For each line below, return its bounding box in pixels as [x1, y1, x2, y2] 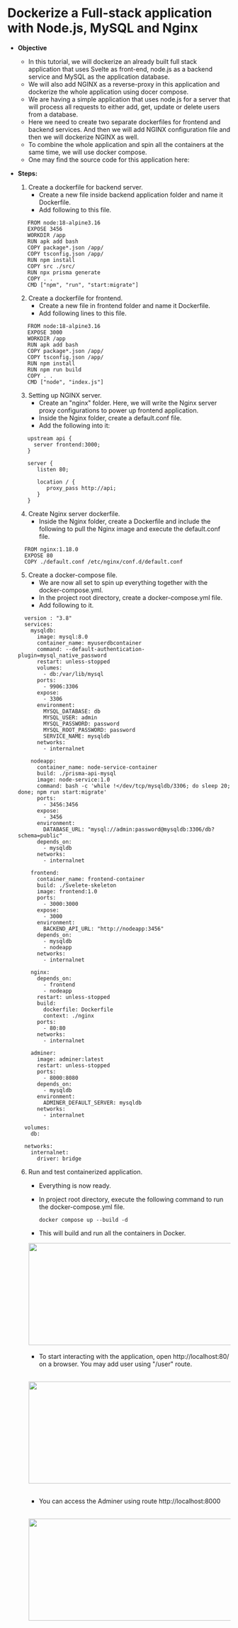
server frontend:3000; [33, 441, 101, 448]
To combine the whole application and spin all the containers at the [28, 140, 225, 148]
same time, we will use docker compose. [28, 148, 147, 156]
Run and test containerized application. [28, 1167, 143, 1176]
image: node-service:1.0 [36, 776, 110, 783]
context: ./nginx [43, 1012, 94, 1020]
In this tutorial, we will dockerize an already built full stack [28, 57, 197, 65]
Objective [17, 43, 47, 52]
